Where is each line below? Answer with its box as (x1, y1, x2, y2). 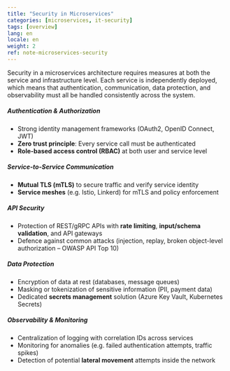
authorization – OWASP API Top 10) (17, 244, 120, 252)
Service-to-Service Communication (7, 162, 114, 171)
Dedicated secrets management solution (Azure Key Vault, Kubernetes (17, 292, 223, 301)
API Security (7, 204, 45, 212)
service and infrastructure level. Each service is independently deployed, (7, 76, 217, 84)
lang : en (7, 29, 33, 37)
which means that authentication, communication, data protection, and (7, 83, 211, 92)
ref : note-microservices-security (7, 50, 108, 57)
